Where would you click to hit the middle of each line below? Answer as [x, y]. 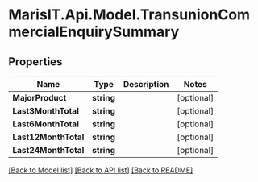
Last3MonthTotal [46, 111]
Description [146, 84]
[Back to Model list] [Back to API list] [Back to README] [101, 170]
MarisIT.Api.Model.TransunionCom [129, 15]
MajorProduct [40, 98]
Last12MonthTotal [48, 137]
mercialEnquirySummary [94, 32]
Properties [35, 62]
